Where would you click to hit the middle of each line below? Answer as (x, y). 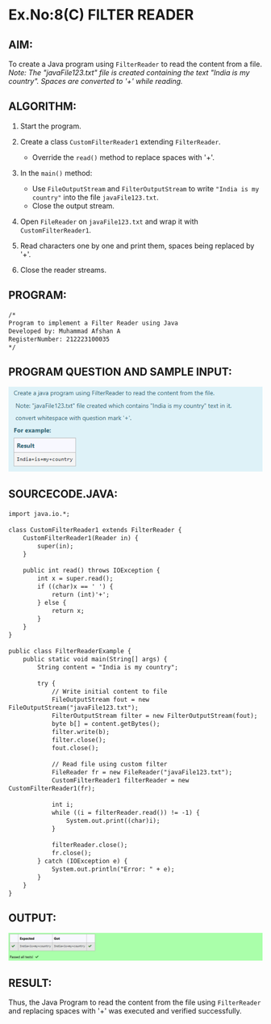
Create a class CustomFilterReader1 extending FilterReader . (120, 141)
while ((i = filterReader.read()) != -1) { (125, 812)
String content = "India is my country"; (108, 667)
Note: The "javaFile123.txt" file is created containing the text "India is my (129, 73)
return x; (68, 611)
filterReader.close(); (90, 845)
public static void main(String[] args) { (95, 659)
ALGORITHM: (42, 107)
